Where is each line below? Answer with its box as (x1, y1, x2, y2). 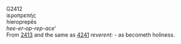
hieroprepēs (6, 18, 37, 25)
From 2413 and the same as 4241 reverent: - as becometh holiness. (6, 31, 176, 38)
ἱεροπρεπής (6, 12, 37, 19)
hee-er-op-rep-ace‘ (6, 24, 56, 32)
